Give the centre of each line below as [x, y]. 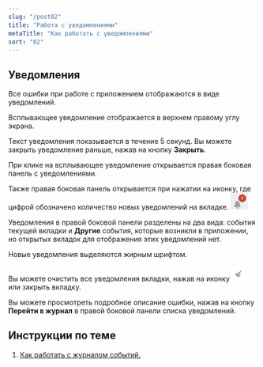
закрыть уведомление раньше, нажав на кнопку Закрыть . [107, 149]
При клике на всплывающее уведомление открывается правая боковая [130, 165]
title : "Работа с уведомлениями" [63, 25]
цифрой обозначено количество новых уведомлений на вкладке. [118, 207]
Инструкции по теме [62, 336]
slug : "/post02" [35, 17]
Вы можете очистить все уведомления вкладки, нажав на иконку [119, 279]
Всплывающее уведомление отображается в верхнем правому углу [124, 118]
